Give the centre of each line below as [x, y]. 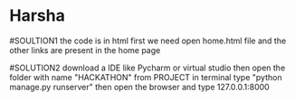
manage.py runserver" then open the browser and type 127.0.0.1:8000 [139, 87]
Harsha [37, 16]
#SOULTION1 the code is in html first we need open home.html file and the [148, 41]
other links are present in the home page [85, 50]
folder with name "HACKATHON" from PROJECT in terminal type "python [146, 77]
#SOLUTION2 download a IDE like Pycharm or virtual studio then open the [147, 68]
